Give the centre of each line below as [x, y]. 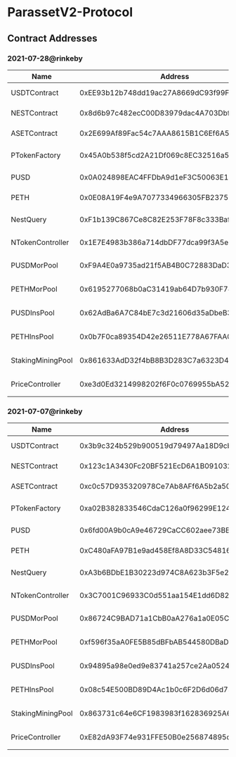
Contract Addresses [52, 38]
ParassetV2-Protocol [70, 12]
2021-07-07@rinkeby [45, 411]
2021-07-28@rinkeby [45, 58]
